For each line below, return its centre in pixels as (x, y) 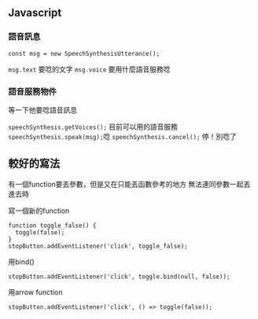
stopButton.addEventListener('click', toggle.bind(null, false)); (119, 277)
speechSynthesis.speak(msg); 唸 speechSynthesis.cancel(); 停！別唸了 (123, 136)
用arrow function (35, 292)
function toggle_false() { (52, 225)
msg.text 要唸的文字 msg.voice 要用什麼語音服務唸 (89, 69)
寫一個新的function (39, 211)
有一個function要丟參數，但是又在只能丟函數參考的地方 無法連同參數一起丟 (129, 184)
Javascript (35, 13)
